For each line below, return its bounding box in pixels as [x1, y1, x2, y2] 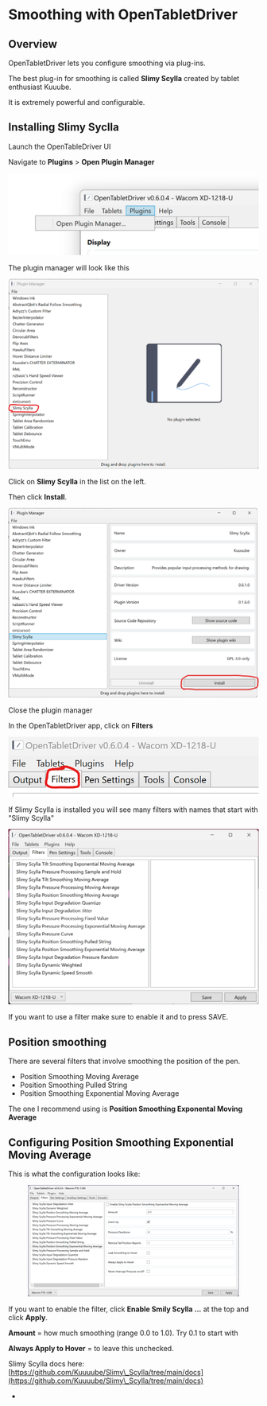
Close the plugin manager [8, 705, 93, 715]
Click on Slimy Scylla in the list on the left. [8, 477, 147, 487]
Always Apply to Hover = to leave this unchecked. [8, 1343, 174, 1353]
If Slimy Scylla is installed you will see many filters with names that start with [8, 805, 258, 814]
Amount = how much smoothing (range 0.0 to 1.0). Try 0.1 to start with [8, 1328, 238, 1338]
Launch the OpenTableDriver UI [8, 142, 111, 151]
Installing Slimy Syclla [8, 121, 119, 134]
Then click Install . [8, 492, 68, 502]
